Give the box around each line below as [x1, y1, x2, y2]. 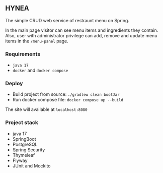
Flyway [12, 157, 28, 163]
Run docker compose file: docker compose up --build [12, 97, 124, 103]
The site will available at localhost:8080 [5, 106, 88, 112]
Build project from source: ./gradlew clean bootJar [12, 91, 120, 97]
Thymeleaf [12, 152, 35, 158]
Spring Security [12, 146, 45, 153]
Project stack [5, 119, 39, 126]
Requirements [5, 50, 41, 57]
